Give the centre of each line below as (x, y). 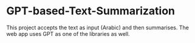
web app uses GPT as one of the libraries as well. (68, 33)
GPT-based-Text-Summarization (91, 11)
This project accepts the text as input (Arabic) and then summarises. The (98, 27)
